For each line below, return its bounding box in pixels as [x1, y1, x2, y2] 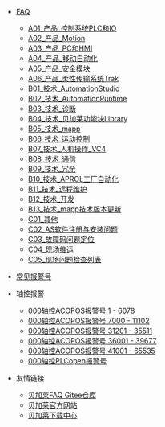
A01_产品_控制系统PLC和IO [27, 23, 117, 33]
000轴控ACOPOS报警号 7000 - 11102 [27, 316, 150, 325]
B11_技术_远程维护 [27, 184, 87, 194]
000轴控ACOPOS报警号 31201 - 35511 [27, 326, 153, 335]
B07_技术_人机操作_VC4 [27, 144, 107, 154]
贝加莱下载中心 [27, 410, 78, 420]
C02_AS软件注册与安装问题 [27, 224, 119, 234]
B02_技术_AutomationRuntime [27, 94, 127, 103]
